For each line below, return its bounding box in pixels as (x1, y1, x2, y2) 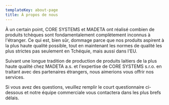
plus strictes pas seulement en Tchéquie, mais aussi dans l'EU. (5, 48, 137, 54)
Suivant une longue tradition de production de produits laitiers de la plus (5, 58, 157, 64)
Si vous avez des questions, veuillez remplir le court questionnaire (5, 84, 144, 90)
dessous (5, 89, 23, 95)
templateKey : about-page (5, 7, 58, 13)
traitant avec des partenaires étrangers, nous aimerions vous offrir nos (5, 68, 154, 74)
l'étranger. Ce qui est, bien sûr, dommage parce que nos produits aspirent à (5, 37, 164, 43)
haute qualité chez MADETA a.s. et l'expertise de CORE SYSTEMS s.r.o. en (5, 63, 162, 69)
